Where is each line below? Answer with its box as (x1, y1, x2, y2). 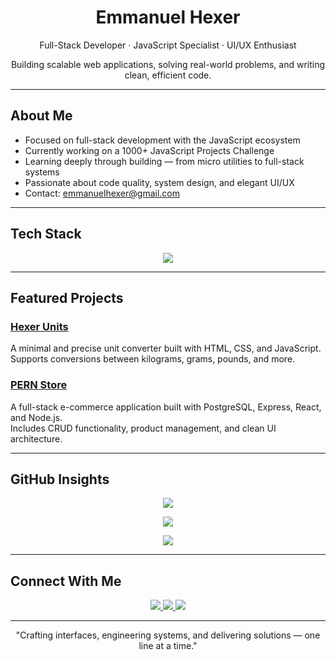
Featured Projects (10, 289, 124, 306)
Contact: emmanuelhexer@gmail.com (24, 187, 180, 199)
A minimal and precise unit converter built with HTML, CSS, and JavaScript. (10, 342, 322, 355)
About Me (10, 107, 73, 125)
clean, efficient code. (124, 69, 212, 81)
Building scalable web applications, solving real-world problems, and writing (10, 58, 326, 70)
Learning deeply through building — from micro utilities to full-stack (24, 155, 305, 167)
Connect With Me (10, 572, 122, 590)
